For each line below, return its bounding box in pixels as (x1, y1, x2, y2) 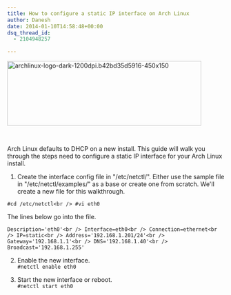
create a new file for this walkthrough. (17, 187, 125, 196)
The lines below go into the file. (7, 213, 97, 221)
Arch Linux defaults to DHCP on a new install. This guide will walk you (7, 145, 205, 153)
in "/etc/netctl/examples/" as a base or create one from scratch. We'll (17, 180, 215, 188)
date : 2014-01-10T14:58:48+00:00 (7, 23, 103, 30)
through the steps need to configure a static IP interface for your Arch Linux (7, 152, 223, 161)
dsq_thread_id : (7, 29, 51, 37)
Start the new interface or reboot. (17, 276, 112, 284)
